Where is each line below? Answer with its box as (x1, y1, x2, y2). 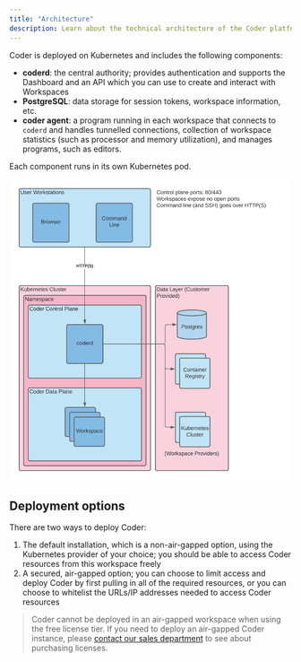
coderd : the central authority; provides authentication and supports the (21, 67, 286, 78)
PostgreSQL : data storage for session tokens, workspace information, (21, 95, 281, 107)
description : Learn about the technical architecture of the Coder (9, 23, 267, 33)
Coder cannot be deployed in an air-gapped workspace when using (30, 614, 281, 625)
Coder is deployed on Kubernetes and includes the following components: (9, 49, 283, 60)
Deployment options (9, 498, 125, 513)
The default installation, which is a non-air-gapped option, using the (21, 539, 273, 551)
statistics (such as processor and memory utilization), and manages (21, 134, 273, 144)
